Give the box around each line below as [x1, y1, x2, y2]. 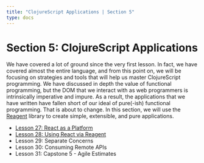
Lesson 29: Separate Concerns [15, 137, 94, 145]
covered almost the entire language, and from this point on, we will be [6, 68, 181, 75]
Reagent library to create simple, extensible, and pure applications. [6, 113, 174, 120]
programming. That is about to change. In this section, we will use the [6, 106, 181, 113]
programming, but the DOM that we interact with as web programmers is [6, 86, 189, 94]
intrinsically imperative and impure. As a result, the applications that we [6, 93, 186, 100]
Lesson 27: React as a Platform [15, 124, 93, 131]
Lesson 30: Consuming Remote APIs [15, 144, 107, 151]
